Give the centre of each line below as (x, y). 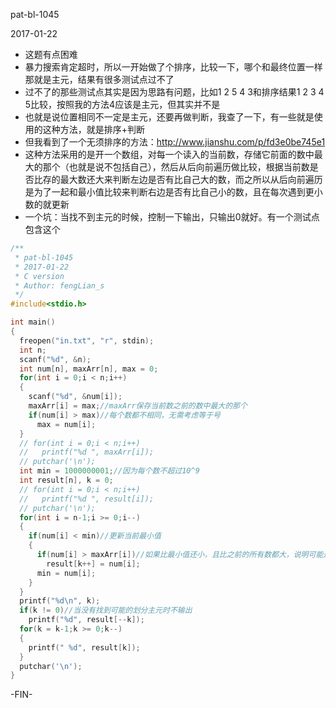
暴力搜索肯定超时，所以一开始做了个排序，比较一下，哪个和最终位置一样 (173, 67)
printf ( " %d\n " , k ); (60, 601)
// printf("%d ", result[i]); (87, 499)
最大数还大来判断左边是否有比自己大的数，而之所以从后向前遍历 (191, 179)
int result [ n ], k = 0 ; (66, 480)
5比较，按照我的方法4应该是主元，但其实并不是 (122, 104)
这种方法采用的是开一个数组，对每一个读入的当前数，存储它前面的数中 (169, 154)
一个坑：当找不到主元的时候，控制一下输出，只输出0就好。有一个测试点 (172, 217)
